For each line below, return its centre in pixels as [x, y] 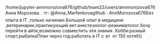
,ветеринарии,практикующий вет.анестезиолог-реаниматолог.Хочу [78, 25]
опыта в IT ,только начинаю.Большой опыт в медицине [64, 20]
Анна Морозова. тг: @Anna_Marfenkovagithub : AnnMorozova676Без [79, 13]
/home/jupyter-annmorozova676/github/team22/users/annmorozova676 [80, 7]
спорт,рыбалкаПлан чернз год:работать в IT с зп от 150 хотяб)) [74, 36]
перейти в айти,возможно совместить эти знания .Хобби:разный [75, 30]
